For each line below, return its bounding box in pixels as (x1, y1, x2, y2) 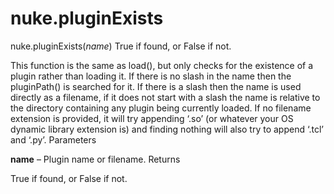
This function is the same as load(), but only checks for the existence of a (10, 59, 314, 71)
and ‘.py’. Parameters (10, 133, 97, 146)
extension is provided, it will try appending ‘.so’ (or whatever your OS (10, 112, 294, 124)
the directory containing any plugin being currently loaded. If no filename (10, 102, 312, 114)
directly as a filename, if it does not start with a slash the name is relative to (10, 91, 321, 103)
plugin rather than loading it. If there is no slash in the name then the (10, 70, 292, 82)
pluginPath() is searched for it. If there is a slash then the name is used (10, 80, 302, 92)
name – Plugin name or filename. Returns (10, 153, 181, 165)
